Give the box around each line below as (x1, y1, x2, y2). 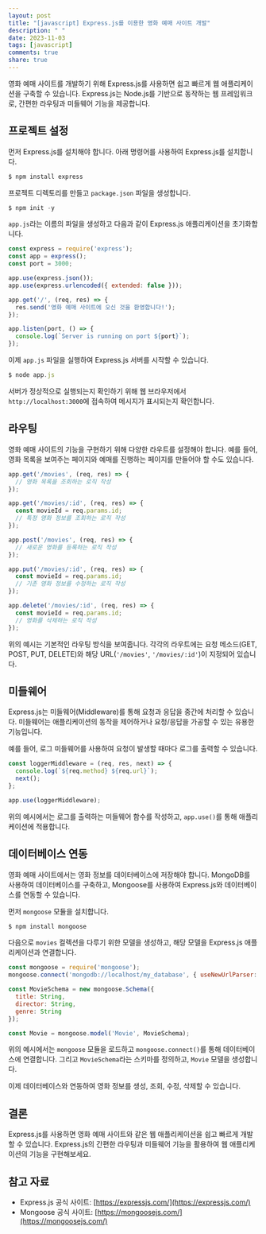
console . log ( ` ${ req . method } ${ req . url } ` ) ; (15, 767, 158, 775)
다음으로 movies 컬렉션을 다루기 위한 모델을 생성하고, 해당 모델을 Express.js (8, 937, 243, 947)
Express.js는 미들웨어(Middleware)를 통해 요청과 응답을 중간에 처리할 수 (8, 707, 233, 716)
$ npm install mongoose (8, 922, 87, 930)
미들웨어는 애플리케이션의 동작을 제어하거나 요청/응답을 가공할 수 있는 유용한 (18, 717, 255, 727)
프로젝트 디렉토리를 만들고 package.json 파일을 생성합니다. (8, 188, 191, 197)
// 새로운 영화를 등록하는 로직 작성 (15, 543, 117, 551)
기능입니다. (8, 727, 43, 736)
